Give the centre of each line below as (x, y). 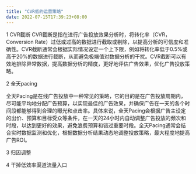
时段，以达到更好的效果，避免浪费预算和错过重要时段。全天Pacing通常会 (94, 125)
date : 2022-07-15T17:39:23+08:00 (47, 17)
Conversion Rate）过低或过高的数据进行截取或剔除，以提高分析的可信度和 (95, 42)
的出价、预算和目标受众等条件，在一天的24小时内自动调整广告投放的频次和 (96, 118)
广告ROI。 (18, 140)
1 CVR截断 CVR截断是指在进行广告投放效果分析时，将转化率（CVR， (88, 34)
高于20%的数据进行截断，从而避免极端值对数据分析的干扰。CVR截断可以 (94, 56)
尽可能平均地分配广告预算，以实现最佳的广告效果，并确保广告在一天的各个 (95, 103)
